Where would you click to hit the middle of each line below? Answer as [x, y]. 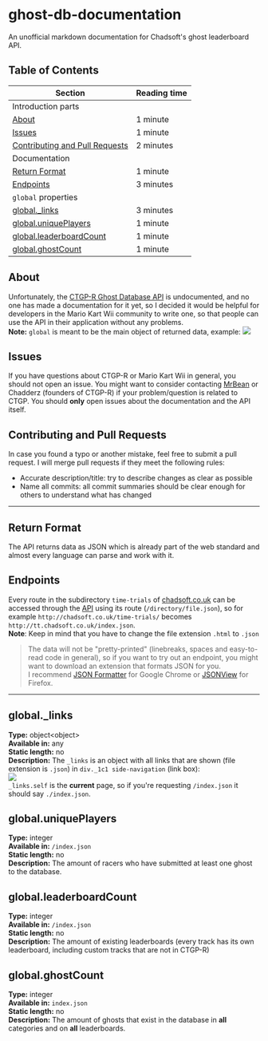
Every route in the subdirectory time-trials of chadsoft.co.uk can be [122, 600]
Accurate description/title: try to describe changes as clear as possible [136, 478]
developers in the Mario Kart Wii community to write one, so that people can [134, 314]
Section [70, 93]
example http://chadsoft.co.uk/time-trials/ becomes [100, 616]
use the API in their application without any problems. [96, 322]
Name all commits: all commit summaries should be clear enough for [132, 487]
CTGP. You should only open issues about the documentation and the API [130, 402]
